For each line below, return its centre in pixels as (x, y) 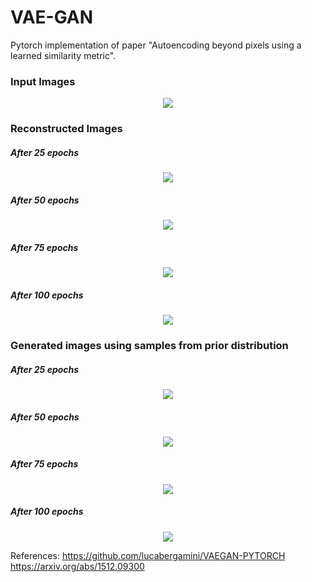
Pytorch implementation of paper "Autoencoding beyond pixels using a (156, 45)
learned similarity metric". (63, 55)
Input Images (43, 81)
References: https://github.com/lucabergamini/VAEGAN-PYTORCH (148, 555)
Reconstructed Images (66, 129)
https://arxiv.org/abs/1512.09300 (77, 566)
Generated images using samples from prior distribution (149, 345)
